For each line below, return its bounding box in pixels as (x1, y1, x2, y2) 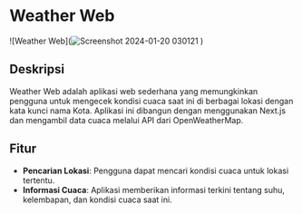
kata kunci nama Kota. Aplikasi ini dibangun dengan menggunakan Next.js (9, 105, 287, 116)
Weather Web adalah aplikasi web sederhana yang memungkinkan (9, 85, 258, 96)
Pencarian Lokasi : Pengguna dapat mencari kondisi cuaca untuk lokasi (22, 165, 289, 176)
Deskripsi (9, 62, 65, 77)
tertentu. (22, 174, 55, 186)
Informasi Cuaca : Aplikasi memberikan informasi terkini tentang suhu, (22, 184, 286, 195)
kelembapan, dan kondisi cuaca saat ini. (22, 194, 172, 205)
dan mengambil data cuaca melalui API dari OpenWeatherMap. (9, 114, 244, 125)
